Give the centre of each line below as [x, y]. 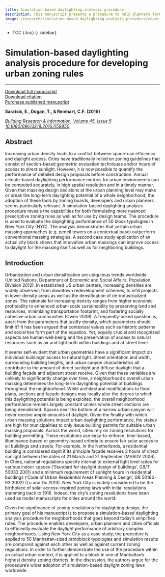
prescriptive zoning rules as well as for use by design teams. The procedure [82, 216]
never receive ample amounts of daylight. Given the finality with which [76, 414]
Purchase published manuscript [37, 102]
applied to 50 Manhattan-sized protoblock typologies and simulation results [82, 539]
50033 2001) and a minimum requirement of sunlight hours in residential [78, 472]
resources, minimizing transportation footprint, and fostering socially [74, 311]
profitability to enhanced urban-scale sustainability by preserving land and [81, 306]
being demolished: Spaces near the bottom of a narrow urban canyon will [79, 409]
